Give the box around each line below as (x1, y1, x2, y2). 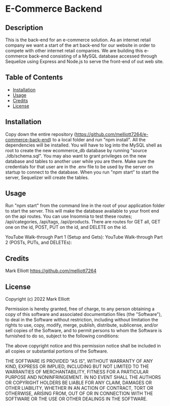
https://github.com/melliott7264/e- (75, 131, 149, 137)
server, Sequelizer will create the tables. (5, 174, 89, 181)
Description (5, 23, 43, 32)
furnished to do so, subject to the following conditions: (5, 333, 119, 339)
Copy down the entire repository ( (5, 131, 76, 137)
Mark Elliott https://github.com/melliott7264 (5, 268, 96, 274)
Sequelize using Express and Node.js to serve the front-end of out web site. (5, 59, 164, 64)
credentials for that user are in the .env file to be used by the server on (5, 163, 153, 169)
